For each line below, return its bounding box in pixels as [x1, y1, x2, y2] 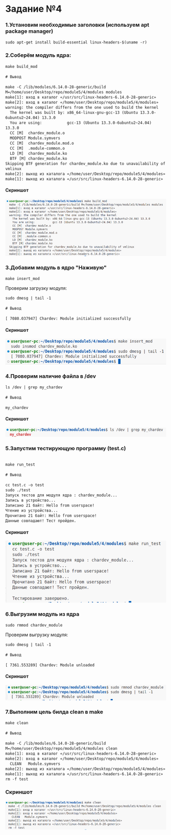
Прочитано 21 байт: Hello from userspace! [5, 513, 97, 519]
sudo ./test [5, 488, 31, 493]
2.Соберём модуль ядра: [5, 52, 71, 59]
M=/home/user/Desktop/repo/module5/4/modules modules [5, 89, 123, 95]
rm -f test [5, 777, 29, 782]
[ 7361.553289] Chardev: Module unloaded [5, 662, 95, 667]
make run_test [5, 462, 36, 468]
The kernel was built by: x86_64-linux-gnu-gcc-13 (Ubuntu [10, 110, 138, 115]
